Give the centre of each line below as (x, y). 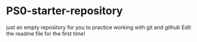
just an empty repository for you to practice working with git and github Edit (99, 27)
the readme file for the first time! (46, 33)
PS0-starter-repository (65, 11)
